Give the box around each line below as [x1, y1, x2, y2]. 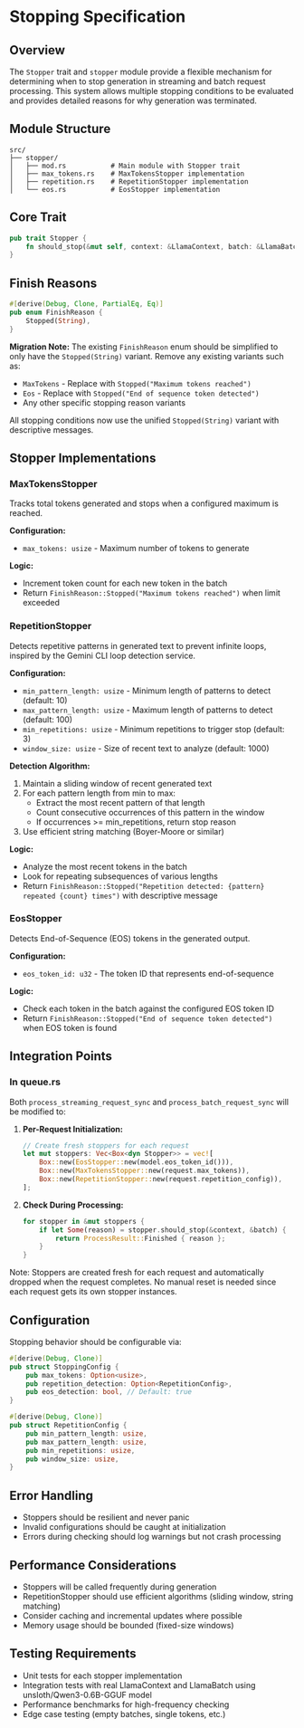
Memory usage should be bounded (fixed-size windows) [22, 1619, 234, 1630]
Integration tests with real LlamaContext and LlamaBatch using [22, 1679, 256, 1690]
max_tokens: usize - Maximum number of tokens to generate [22, 543, 251, 554]
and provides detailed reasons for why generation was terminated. [9, 95, 258, 106]
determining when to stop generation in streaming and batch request [9, 76, 266, 87]
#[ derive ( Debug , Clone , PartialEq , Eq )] [9, 300, 165, 309]
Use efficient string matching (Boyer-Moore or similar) [22, 826, 224, 836]
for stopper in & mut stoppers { [22, 1217, 145, 1226]
